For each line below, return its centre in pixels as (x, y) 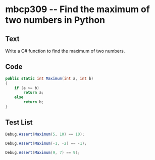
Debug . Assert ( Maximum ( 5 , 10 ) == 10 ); (45, 134)
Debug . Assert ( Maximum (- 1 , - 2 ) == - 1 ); (46, 143)
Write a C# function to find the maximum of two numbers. (65, 51)
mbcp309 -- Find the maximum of (77, 9)
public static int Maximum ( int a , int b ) (49, 78)
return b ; (34, 102)
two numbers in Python (55, 20)
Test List (19, 123)
